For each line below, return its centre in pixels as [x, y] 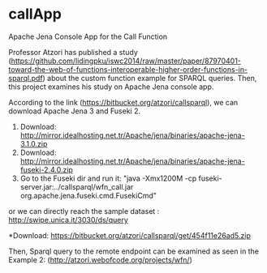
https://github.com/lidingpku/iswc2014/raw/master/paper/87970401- [126, 61]
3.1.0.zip [34, 143]
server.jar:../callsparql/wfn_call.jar [77, 186]
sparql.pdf [26, 78]
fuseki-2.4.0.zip [46, 169]
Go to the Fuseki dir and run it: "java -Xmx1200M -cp [108, 178]
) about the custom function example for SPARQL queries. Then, [150, 78]
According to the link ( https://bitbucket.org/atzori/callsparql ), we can [123, 102]
